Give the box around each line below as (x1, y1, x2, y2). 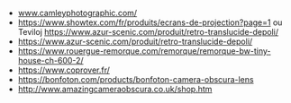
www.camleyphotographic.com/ (17, 8, 138, 18)
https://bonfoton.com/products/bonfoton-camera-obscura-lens (17, 74, 254, 84)
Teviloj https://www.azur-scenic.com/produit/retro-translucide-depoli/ (17, 27, 279, 37)
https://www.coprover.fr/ (17, 64, 111, 75)
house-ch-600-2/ (17, 56, 84, 65)
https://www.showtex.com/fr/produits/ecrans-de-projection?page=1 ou (17, 17, 283, 28)
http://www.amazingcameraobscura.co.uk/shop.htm (17, 84, 213, 94)
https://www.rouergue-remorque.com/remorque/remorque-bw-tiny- (17, 46, 272, 56)
